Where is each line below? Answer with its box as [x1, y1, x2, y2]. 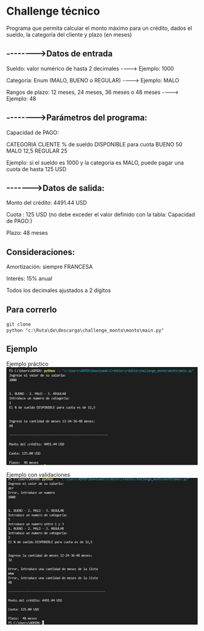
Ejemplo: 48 [6, 94, 36, 102]
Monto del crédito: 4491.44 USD [6, 199, 87, 207]
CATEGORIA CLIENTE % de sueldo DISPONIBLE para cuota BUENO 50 [6, 140, 183, 148]
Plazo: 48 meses [6, 229, 49, 237]
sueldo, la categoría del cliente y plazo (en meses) [6, 30, 132, 38]
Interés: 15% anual [6, 275, 53, 282]
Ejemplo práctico [6, 360, 49, 367]
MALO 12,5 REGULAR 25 [6, 147, 68, 154]
